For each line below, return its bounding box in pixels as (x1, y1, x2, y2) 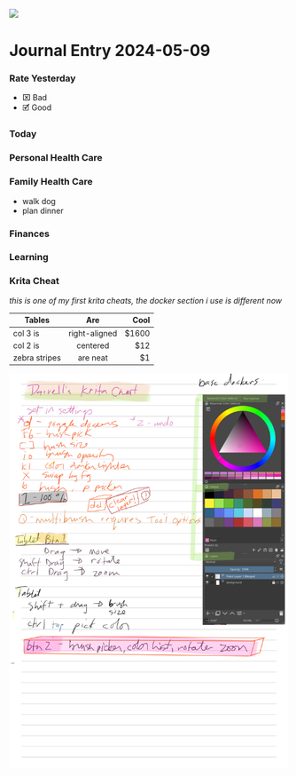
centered (76, 340, 110, 351)
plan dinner (21, 205, 64, 216)
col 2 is (12, 340, 40, 351)
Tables (24, 315, 51, 326)
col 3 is (12, 328, 40, 338)
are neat (77, 352, 108, 363)
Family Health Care (9, 176, 93, 188)
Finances (9, 227, 51, 240)
